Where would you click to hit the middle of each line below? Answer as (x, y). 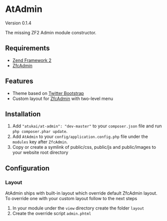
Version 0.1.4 (18, 23)
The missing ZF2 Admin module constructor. (51, 32)
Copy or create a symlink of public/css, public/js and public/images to (84, 147)
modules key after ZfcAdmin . (40, 142)
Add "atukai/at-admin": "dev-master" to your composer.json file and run (87, 126)
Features (19, 81)
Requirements (27, 48)
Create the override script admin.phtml (52, 214)
